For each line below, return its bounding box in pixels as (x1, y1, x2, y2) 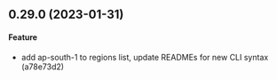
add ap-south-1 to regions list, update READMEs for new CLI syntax (20, 52, 269, 62)
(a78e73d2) (20, 61, 64, 72)
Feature (8, 31, 37, 43)
